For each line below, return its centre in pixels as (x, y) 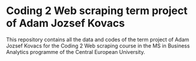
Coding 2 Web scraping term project (97, 11)
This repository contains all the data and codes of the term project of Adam (98, 39)
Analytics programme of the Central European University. (76, 52)
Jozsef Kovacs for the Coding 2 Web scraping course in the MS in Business (98, 46)
